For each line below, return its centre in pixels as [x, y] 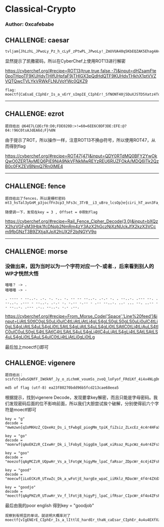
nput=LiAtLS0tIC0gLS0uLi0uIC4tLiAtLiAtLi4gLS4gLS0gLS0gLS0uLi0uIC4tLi [82, 321]
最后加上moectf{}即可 [27, 347]
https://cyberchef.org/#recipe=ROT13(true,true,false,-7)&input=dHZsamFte [81, 71]
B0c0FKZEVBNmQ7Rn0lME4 [34, 166]
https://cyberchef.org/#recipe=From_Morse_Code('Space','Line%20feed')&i [81, 316]
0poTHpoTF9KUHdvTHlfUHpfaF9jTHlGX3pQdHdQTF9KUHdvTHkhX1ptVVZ [81, 76]
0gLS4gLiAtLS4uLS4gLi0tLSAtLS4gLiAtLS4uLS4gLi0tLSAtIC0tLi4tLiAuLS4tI [82, 327]
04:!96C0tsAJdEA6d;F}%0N [30, 130]
